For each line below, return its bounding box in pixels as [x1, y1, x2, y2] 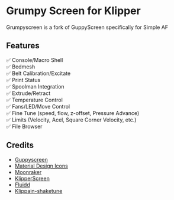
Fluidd [14, 181, 31, 188]
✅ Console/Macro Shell [6, 56, 63, 63]
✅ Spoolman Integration [6, 83, 65, 90]
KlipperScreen [14, 175, 50, 182]
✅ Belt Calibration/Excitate [6, 70, 71, 77]
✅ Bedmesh [6, 63, 36, 70]
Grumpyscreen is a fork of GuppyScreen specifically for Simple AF [6, 24, 169, 31]
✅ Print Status [6, 76, 41, 83]
